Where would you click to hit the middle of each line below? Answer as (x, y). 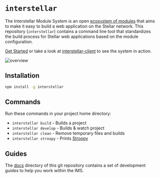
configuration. (19, 41)
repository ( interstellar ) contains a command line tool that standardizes (78, 31)
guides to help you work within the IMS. (44, 171)
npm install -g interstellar (34, 87)
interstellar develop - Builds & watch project (58, 128)
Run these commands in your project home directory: (58, 113)
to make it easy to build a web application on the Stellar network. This (74, 26)
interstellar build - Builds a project (49, 123)
